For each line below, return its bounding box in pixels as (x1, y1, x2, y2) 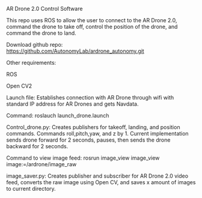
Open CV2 (6, 82, 32, 89)
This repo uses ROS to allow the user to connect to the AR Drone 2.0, (6, 17, 177, 23)
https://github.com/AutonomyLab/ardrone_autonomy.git (6, 47, 144, 55)
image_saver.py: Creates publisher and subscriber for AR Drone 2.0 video (6, 172, 188, 179)
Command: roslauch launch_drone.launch (6, 112, 109, 119)
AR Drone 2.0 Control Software (6, 5, 83, 12)
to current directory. (6, 185, 56, 192)
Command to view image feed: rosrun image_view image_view (6, 154, 160, 161)
